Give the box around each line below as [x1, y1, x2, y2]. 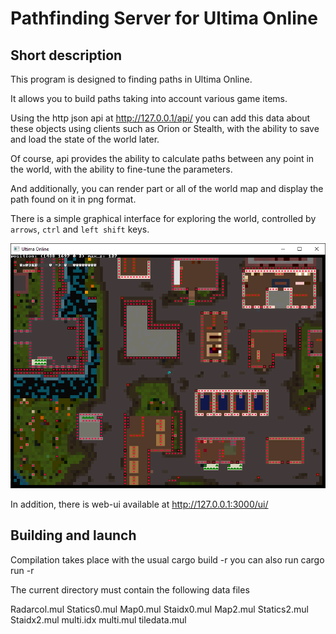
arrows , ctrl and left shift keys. [10, 223, 150, 235]
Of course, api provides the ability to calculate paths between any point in [10, 153, 315, 164]
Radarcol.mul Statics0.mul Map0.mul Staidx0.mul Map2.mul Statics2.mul [10, 603, 310, 615]
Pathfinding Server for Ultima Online [10, 7, 318, 30]
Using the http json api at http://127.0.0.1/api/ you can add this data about [10, 112, 311, 124]
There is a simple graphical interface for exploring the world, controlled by [10, 213, 317, 224]
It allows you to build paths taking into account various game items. [10, 93, 288, 104]
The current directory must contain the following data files [10, 583, 250, 596]
